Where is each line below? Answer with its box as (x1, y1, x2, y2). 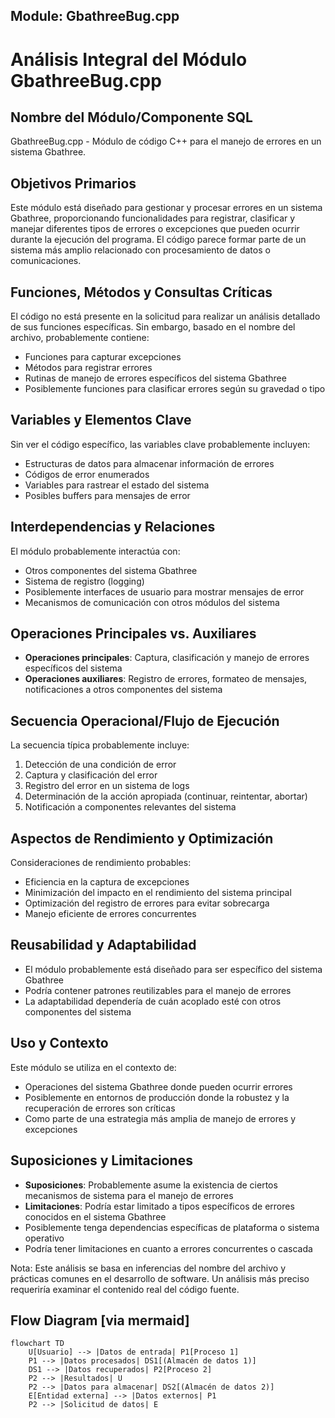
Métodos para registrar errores (24, 362, 153, 374)
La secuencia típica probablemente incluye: (10, 739, 190, 751)
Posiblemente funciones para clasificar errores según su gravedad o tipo (24, 383, 326, 395)
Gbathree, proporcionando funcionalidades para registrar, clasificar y (10, 212, 296, 224)
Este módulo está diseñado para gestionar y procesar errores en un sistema (10, 202, 323, 214)
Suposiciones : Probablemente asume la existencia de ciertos (24, 1179, 278, 1191)
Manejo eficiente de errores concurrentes (24, 908, 197, 920)
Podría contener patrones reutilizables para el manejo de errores (24, 984, 292, 996)
